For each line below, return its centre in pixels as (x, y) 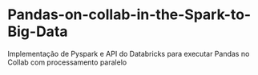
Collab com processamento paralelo (67, 62)
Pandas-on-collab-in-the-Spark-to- (129, 15)
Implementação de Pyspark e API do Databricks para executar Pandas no (129, 53)
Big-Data (38, 32)
